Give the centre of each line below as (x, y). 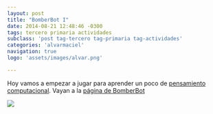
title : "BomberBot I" (38, 20)
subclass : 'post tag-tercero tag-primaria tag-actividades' (95, 39)
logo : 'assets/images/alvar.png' (55, 58)
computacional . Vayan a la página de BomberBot (76, 90)
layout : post (26, 13)
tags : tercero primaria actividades (59, 32)
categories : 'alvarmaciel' (46, 45)
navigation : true (32, 52)
